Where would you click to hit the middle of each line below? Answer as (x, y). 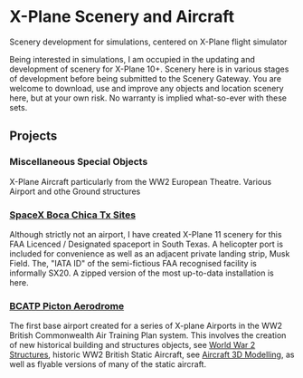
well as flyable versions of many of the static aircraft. (108, 364)
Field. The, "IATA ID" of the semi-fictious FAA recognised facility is (133, 263)
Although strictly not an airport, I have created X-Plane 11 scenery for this (146, 234)
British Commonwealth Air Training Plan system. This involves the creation (148, 335)
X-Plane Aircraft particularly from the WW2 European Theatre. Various (141, 181)
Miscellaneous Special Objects (79, 162)
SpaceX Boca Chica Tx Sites (73, 215)
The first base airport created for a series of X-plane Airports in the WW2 (146, 326)
